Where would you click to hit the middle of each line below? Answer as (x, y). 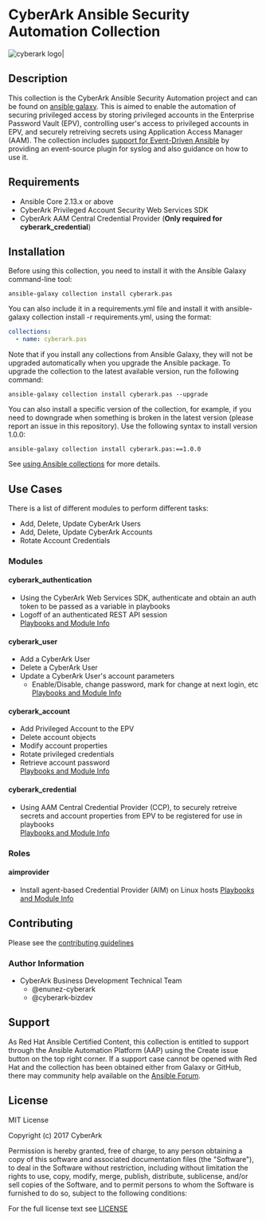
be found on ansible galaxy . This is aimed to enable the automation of (122, 106)
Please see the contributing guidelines (71, 942)
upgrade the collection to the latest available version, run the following (123, 371)
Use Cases (35, 489)
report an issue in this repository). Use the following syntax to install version (133, 426)
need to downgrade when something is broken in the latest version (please (131, 418)
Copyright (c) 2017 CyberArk (55, 1135)
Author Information (47, 963)
